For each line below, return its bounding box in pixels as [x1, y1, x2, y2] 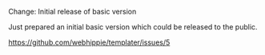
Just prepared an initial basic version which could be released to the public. [8, 22, 258, 31]
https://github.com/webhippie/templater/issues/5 [8, 37, 171, 47]
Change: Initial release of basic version [8, 7, 137, 16]
